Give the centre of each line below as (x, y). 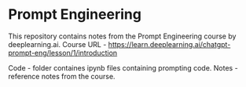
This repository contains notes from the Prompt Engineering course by (122, 36)
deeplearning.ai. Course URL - (57, 44)
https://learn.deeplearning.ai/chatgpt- (169, 44)
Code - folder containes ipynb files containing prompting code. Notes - (123, 67)
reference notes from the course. (62, 76)
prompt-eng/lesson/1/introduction (63, 53)
